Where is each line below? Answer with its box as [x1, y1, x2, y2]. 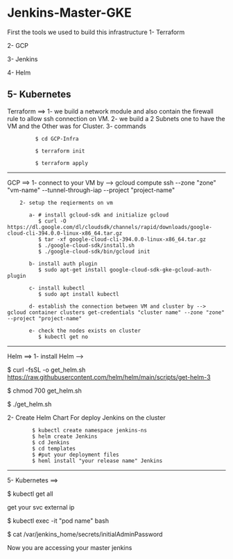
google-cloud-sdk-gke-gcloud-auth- [110, 266, 213, 273]
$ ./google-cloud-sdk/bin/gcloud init [37, 248, 150, 255]
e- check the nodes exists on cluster [28, 327, 141, 334]
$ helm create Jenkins [32, 433, 98, 440]
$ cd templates [32, 445, 76, 452]
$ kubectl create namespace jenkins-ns [32, 427, 148, 434]
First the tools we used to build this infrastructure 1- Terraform [7, 28, 185, 36]
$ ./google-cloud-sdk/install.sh [37, 242, 135, 249]
